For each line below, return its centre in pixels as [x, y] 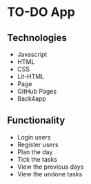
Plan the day [35, 152]
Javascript [32, 54]
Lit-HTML [31, 76]
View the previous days [50, 167]
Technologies [37, 38]
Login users [34, 137]
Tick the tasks [37, 159]
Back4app [31, 99]
